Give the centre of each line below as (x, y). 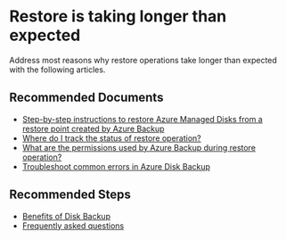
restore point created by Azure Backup (93, 128)
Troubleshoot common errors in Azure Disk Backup (116, 166)
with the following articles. (57, 70)
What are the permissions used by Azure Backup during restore (139, 147)
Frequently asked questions (73, 226)
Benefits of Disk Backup (66, 216)
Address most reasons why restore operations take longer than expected (143, 60)
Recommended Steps (70, 195)
